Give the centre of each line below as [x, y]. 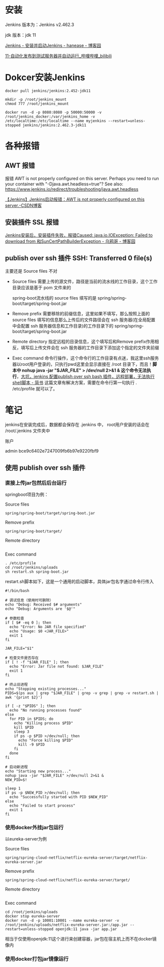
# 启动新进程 [16, 767]
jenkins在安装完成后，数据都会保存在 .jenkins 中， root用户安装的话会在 [77, 425]
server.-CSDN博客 [23, 205]
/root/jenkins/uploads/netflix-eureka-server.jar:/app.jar [67, 925]
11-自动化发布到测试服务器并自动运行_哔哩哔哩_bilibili [59, 56]
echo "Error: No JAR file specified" [48, 627]
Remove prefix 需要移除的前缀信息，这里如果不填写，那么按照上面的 [81, 313]
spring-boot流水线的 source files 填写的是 [54, 298]
